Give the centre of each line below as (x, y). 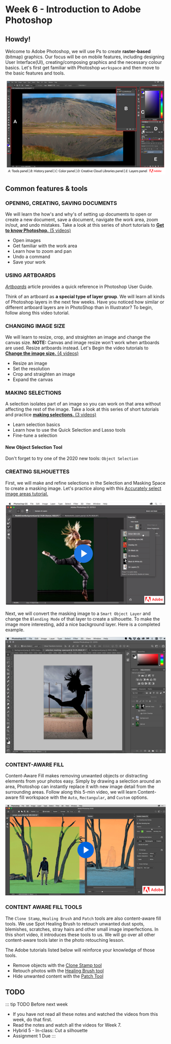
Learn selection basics (36, 424)
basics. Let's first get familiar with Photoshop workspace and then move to (82, 68)
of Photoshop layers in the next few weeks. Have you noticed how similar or (85, 302)
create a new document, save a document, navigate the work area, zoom (82, 220)
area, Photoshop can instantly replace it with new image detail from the (80, 786)
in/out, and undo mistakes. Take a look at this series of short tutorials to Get (85, 225)
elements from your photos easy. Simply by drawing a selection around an (83, 781)
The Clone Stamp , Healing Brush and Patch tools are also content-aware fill (83, 918)
